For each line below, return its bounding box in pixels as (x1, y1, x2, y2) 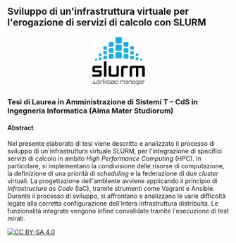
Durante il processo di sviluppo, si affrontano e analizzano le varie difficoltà (7, 192, 226, 200)
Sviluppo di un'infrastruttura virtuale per (7, 6, 189, 18)
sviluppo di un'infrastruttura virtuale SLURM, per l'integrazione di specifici (7, 147, 223, 155)
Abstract (7, 123, 34, 132)
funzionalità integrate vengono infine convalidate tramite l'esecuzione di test (7, 206, 229, 215)
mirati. (7, 214, 26, 223)
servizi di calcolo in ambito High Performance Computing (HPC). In (7, 154, 202, 163)
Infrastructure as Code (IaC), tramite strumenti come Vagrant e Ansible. (7, 184, 215, 192)
